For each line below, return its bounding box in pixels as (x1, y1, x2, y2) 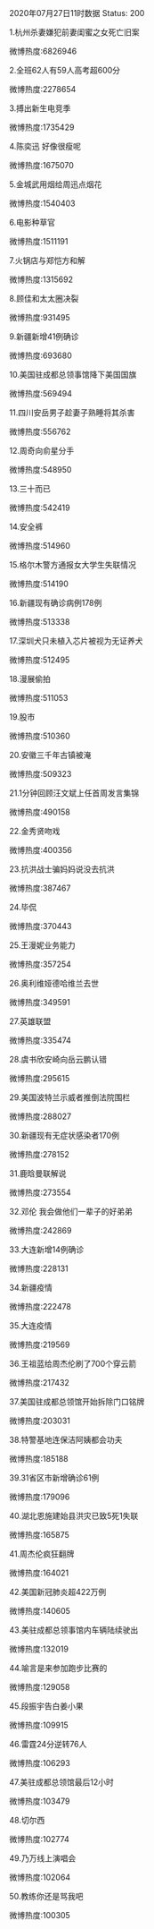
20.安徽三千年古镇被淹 (9, 750, 92, 760)
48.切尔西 (9, 1815, 45, 1825)
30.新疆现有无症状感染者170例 (9, 1131, 120, 1140)
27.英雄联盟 (9, 1016, 52, 1027)
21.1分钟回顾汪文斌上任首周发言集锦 (9, 788, 140, 798)
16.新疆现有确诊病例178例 (9, 598, 102, 608)
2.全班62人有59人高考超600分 (9, 65, 121, 75)
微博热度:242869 (9, 1225, 72, 1235)
